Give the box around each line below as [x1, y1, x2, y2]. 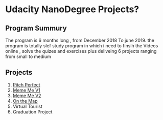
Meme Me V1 [12, 87, 41, 93]
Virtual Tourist [12, 103, 42, 109]
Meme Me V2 [12, 93, 41, 99]
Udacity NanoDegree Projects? [5, 4, 139, 15]
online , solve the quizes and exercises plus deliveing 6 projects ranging [5, 48, 157, 54]
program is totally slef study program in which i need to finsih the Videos [5, 43, 158, 49]
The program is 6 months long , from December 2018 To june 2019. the [5, 37, 155, 43]
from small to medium [5, 53, 51, 59]
